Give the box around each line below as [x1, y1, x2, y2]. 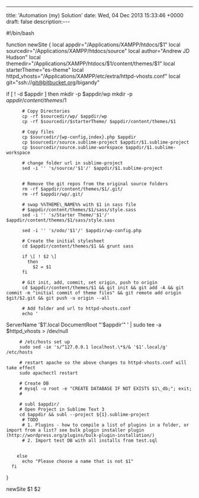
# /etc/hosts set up [19, 339, 70, 345]
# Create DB [19, 380, 49, 386]
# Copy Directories [21, 108, 70, 114]
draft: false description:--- [6, 18, 70, 25]
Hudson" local [6, 54, 41, 61]
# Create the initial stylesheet [21, 238, 105, 244]
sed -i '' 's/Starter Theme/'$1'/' [21, 212, 110, 218]
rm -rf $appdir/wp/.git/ [21, 191, 84, 197]
